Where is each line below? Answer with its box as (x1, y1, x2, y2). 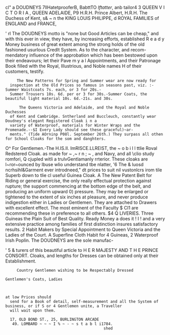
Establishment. (5, 258, 37, 264)
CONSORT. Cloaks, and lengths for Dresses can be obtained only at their (5, 252, 159, 259)
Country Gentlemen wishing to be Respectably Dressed (16, 268, 134, 273)
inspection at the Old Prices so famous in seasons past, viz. (10, 83, 147, 88)
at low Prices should (5, 295, 52, 300)
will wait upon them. (10, 308, 56, 313)
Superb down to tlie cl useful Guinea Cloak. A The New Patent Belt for (5, 172, 152, 178)
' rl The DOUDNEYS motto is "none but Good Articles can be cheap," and (5, 31, 159, 36)
